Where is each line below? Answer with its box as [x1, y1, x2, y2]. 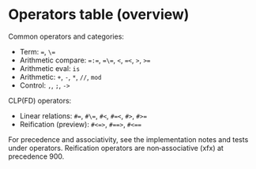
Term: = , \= [19, 47, 56, 56]
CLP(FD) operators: [8, 96, 72, 105]
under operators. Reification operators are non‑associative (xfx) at [8, 143, 224, 152]
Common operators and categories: [8, 32, 125, 41]
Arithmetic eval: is [19, 63, 81, 73]
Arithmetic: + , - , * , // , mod [19, 72, 102, 81]
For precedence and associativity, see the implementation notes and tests [8, 134, 249, 144]
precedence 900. [8, 152, 65, 161]
